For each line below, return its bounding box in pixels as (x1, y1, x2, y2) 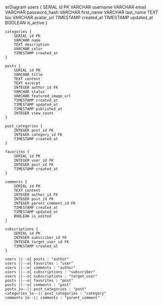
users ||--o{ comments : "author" (5, 265, 76, 270)
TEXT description (14, 42, 50, 47)
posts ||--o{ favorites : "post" (5, 278, 74, 283)
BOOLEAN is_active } (5, 20, 48, 25)
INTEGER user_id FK (14, 158, 54, 163)
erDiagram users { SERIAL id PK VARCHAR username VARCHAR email (5, 4, 146, 10)
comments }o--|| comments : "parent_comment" (5, 295, 100, 300)
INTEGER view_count (14, 111, 54, 116)
